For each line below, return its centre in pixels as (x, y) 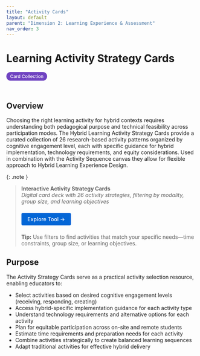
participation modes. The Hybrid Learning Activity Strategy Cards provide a (100, 133)
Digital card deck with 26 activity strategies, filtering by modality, (102, 195)
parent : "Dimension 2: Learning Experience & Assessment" (81, 23)
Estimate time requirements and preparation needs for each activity (99, 334)
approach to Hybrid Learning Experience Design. (67, 165)
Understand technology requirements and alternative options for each (102, 314)
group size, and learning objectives (65, 201)
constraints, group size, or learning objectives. (79, 243)
